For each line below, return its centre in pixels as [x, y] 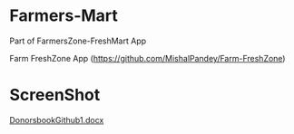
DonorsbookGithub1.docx [57, 120]
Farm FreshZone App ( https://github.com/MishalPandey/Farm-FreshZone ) [147, 58]
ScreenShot [55, 95]
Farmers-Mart [64, 16]
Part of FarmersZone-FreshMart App [78, 41]
